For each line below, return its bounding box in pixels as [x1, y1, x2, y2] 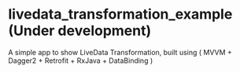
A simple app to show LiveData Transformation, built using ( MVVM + [8, 47, 232, 57]
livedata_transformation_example [8, 5, 233, 23]
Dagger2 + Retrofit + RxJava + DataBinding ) [8, 56, 153, 65]
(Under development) [8, 22, 152, 40]
